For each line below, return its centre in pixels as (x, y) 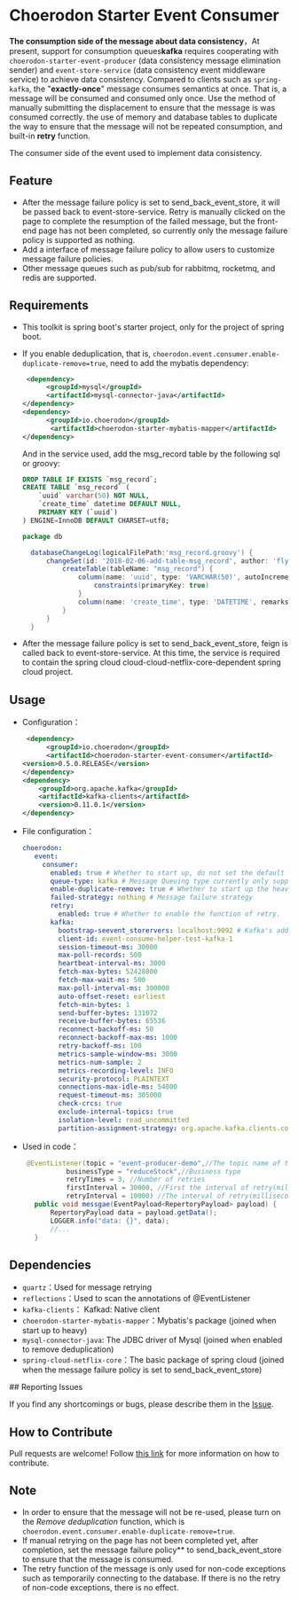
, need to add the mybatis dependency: (178, 363)
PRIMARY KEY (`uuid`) (78, 512)
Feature (31, 181)
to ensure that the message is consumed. (98, 1559)
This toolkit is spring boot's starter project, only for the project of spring (153, 327)
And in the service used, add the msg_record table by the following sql (151, 454)
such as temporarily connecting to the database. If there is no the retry (151, 1578)
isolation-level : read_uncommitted (124, 1120)
